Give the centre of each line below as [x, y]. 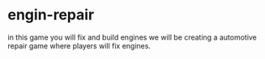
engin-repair [51, 15]
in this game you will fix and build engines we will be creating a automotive [132, 37]
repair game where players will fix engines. [79, 45]
